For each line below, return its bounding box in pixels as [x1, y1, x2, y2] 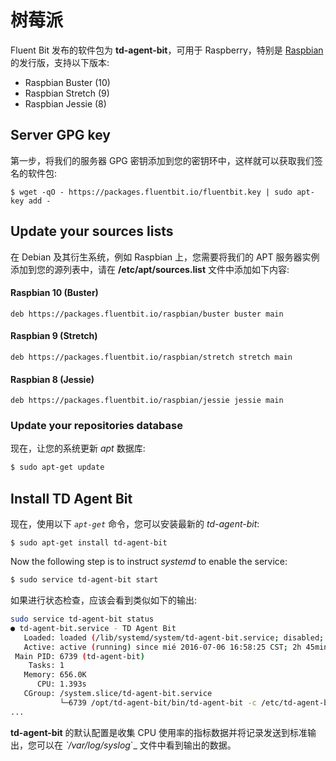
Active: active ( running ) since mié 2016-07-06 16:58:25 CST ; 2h [23, 642, 302, 652]
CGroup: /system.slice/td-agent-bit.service [23, 689, 213, 699]
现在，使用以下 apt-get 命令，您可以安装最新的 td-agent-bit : [10, 518, 260, 530]
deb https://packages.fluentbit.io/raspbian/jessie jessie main [10, 396, 284, 406]
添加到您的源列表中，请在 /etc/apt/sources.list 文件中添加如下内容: [10, 263, 290, 275]
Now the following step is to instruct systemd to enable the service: [10, 556, 288, 568]
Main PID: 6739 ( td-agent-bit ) [14, 651, 145, 661]
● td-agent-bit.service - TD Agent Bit [10, 623, 177, 633]
